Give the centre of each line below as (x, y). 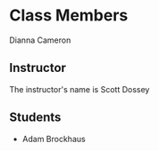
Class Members (69, 16)
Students (35, 118)
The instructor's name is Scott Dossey (79, 89)
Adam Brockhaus (54, 139)
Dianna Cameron (40, 40)
